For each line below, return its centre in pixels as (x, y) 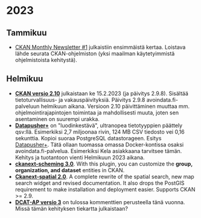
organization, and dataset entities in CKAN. (70, 170)
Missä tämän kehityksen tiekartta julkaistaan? (72, 208)
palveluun (27, 106)
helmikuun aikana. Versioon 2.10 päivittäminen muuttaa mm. (115, 106)
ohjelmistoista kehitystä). (46, 60)
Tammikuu (27, 33)
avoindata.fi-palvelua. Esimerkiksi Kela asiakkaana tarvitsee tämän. (98, 151)
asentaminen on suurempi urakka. (57, 119)
